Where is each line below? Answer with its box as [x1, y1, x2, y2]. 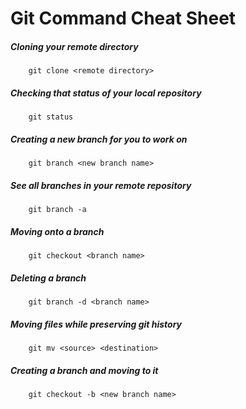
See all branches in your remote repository [10, 179, 192, 191]
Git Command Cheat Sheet [10, 7, 237, 30]
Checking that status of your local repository [10, 87, 202, 99]
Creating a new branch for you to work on [10, 133, 188, 145]
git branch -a [28, 205, 87, 215]
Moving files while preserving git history [10, 318, 183, 330]
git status [28, 112, 74, 122]
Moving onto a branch [10, 225, 105, 237]
